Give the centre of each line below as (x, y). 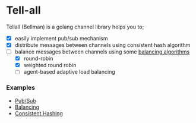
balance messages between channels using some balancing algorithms (102, 52)
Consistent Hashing (39, 113)
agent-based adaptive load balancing (69, 72)
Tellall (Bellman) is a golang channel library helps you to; (75, 27)
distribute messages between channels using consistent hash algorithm (102, 45)
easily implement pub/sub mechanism (61, 38)
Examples (21, 88)
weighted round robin (50, 65)
